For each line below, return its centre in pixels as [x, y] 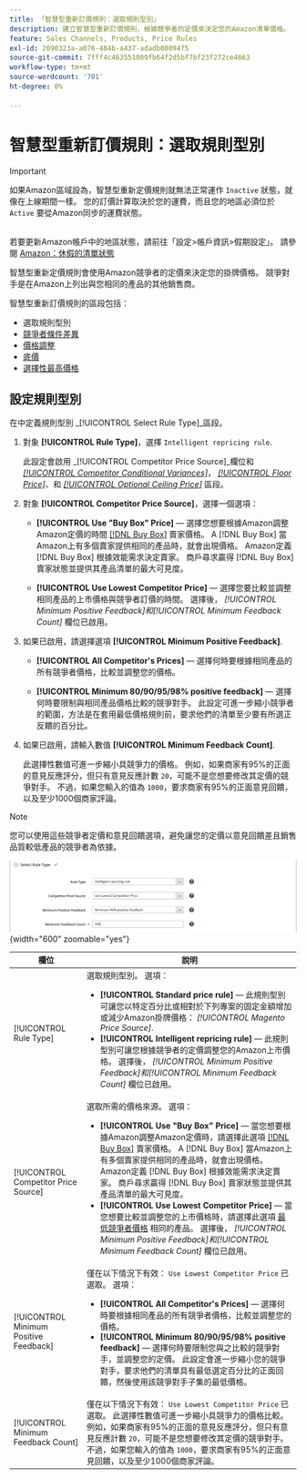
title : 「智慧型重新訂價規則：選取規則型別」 [85, 19]
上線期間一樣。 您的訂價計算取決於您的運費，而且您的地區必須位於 [150, 201]
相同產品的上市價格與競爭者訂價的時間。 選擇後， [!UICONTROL [156, 599]
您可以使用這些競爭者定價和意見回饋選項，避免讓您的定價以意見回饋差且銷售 [153, 836]
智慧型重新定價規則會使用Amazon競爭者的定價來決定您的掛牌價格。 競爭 [146, 272]
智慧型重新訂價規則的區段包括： [69, 303]
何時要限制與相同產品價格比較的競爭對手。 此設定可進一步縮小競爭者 [165, 703]
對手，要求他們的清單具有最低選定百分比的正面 [188, 1371]
